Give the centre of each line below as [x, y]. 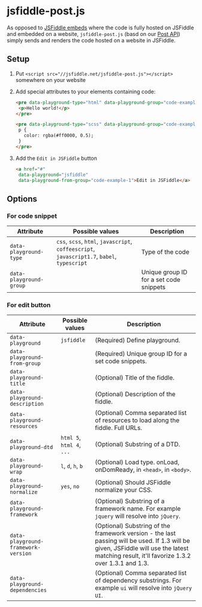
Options [22, 199]
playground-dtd [31, 447]
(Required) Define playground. [138, 341]
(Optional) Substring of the [132, 526]
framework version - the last [135, 533]
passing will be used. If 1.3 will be [143, 541]
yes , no [70, 486]
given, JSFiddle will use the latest [142, 548]
